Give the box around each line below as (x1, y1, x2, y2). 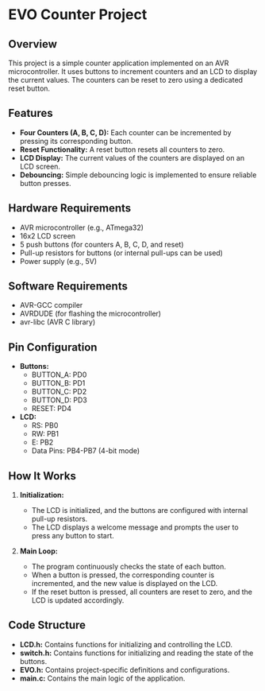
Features (8, 107, 53, 120)
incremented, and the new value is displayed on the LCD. (31, 579, 218, 588)
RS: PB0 (31, 421, 59, 430)
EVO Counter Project (8, 6, 148, 24)
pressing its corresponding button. (19, 136, 133, 146)
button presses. (19, 178, 71, 188)
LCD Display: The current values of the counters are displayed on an (19, 153, 244, 162)
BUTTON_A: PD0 (31, 370, 87, 379)
